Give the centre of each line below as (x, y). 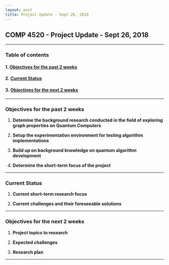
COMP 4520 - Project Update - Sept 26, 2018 (77, 35)
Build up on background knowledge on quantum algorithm (74, 150)
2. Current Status (24, 78)
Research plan (28, 252)
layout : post (19, 10)
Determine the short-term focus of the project (61, 165)
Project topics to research (40, 232)
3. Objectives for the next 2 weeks (42, 90)
